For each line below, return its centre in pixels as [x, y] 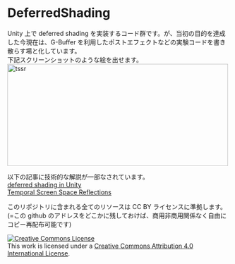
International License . [39, 253]
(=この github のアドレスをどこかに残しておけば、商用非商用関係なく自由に [117, 215]
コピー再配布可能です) [40, 224]
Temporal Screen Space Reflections [59, 192]
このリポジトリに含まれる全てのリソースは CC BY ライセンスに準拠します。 [117, 206]
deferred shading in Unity [44, 184]
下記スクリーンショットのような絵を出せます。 [75, 59]
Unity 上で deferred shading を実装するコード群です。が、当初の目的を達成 [116, 33]
